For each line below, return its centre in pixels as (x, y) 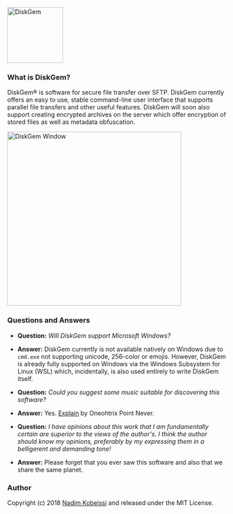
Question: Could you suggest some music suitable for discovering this (119, 392)
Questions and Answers (49, 320)
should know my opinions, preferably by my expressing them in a (111, 441)
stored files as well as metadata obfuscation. (71, 122)
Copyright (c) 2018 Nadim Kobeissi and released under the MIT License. (111, 503)
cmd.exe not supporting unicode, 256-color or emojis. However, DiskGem (121, 356)
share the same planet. (50, 469)
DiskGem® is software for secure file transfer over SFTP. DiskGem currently (116, 93)
